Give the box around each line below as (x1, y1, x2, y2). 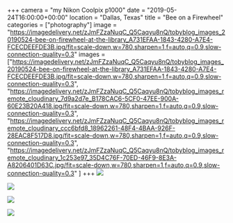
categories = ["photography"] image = (7, 21, 118, 28)
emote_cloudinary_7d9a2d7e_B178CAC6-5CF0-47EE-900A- (7, 94, 179, 103)
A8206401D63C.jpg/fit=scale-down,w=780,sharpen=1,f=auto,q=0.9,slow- (7, 161, 220, 169)
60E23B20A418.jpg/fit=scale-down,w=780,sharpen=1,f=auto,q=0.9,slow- (7, 102, 219, 110)
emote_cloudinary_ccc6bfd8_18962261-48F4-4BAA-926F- (7, 124, 176, 132)
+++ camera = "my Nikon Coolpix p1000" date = (7, 6, 146, 14)
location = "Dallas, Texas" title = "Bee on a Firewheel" (69, 13, 224, 22)
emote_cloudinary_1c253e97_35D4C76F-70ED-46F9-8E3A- (7, 154, 177, 162)
